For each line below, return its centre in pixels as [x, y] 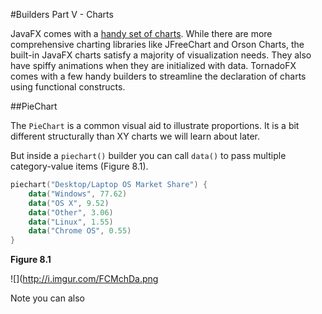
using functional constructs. [68, 87]
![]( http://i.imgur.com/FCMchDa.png [84, 279]
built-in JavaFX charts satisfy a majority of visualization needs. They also [161, 55]
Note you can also [47, 298]
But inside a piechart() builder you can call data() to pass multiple [148, 155]
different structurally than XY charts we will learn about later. [135, 136]
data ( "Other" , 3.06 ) [71, 212]
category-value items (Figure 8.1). [79, 166]
